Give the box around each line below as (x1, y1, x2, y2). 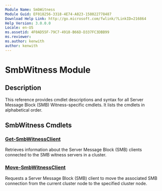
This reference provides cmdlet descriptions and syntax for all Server (5, 96, 144, 102)
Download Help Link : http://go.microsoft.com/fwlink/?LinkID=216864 (5, 16, 146, 21)
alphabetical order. (5, 107, 43, 113)
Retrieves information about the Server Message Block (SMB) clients (5, 147, 142, 153)
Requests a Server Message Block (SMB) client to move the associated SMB (5, 175, 158, 181)
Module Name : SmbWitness (5, 7, 55, 12)
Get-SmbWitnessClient (5, 135, 61, 142)
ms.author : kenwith (5, 39, 45, 44)
